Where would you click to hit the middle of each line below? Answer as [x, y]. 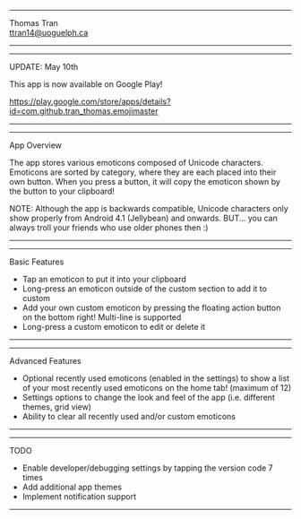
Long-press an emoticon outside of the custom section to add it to [144, 289]
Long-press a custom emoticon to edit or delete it [114, 327]
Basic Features [37, 262]
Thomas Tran [34, 23]
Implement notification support [79, 497]
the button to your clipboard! [62, 191]
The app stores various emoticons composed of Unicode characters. [137, 163]
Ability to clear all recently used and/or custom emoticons [129, 416]
